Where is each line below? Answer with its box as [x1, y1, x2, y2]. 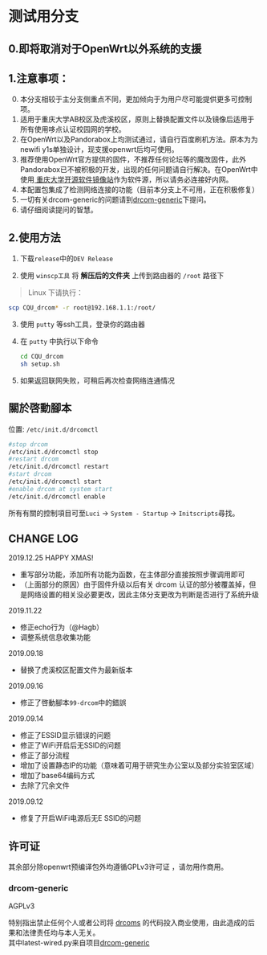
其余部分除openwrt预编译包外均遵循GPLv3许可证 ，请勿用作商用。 [8, 862, 229, 872]
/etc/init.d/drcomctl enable [8, 492, 106, 501]
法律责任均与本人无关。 [22, 928, 100, 937]
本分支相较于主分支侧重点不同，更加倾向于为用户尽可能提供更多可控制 [19, 94, 253, 105]
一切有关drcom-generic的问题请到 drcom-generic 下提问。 [19, 195, 211, 205]
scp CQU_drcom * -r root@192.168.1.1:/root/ [8, 304, 156, 312]
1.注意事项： [8, 72, 70, 85]
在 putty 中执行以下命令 [19, 337, 99, 346]
